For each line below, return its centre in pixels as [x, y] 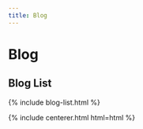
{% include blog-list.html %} [54, 102]
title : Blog [28, 15]
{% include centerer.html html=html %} [72, 117]
